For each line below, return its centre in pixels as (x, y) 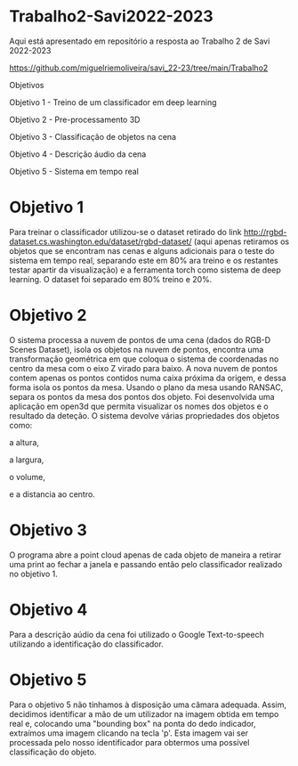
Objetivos (27, 85)
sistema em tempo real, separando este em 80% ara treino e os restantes (144, 260)
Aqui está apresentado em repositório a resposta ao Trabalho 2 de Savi (140, 41)
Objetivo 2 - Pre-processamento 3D (75, 119)
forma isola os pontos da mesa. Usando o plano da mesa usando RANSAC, (146, 387)
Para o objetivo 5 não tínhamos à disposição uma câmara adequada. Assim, (148, 705)
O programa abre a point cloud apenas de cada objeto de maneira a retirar (145, 555)
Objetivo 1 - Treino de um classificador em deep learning (113, 102)
